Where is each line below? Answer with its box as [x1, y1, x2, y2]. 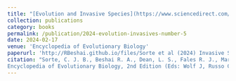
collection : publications [7, 17, 83, 24]
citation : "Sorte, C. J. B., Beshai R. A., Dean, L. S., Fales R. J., [7, 56, 218, 63]
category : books [7, 23, 55, 30]
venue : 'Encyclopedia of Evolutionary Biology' [7, 43, 150, 50]
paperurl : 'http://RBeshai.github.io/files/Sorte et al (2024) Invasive [7, 50, 225, 57]
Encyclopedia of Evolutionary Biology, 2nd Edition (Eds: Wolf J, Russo [7, 63, 225, 70]
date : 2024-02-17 [7, 37, 58, 44]
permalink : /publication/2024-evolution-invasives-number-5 [7, 30, 188, 37]
